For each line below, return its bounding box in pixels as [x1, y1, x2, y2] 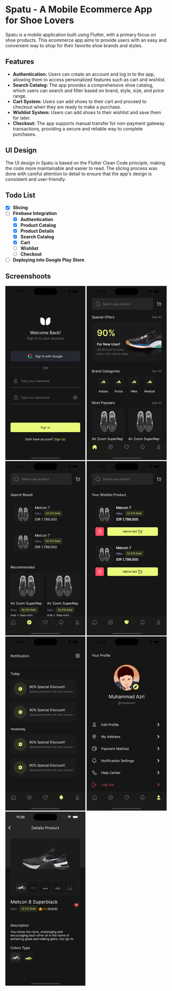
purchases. [12, 131, 37, 137]
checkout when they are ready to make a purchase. [12, 104, 121, 110]
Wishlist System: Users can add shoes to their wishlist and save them [12, 109, 161, 115]
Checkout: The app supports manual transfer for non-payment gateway [12, 120, 165, 126]
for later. [12, 115, 31, 121]
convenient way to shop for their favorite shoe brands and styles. [5, 42, 143, 48]
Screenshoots [5, 272, 51, 281]
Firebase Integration [12, 210, 57, 216]
